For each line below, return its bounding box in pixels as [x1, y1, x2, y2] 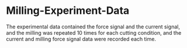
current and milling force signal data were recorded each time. [6, 35, 157, 42]
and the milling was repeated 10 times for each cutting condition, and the [6, 29, 182, 36]
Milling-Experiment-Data [6, 4, 130, 17]
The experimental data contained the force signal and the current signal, [6, 23, 180, 30]
